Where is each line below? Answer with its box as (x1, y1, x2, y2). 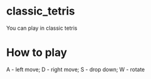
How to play (6, 46, 67, 60)
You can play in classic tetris (6, 24, 78, 32)
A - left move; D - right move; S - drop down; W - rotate (6, 66, 146, 73)
